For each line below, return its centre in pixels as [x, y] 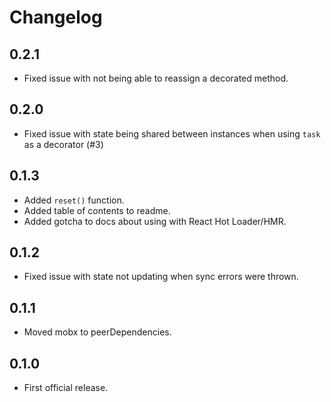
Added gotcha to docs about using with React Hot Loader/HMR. [155, 221]
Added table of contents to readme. [97, 210]
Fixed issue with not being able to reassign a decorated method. [156, 78]
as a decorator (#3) [63, 144]
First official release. [66, 388]
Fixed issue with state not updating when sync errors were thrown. [161, 277]
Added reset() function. [74, 200]
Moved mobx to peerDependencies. [97, 332]
